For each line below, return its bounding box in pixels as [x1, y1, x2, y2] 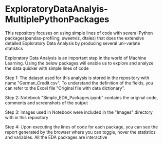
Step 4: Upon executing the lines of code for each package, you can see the [5, 124, 158, 130]
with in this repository [5, 114, 49, 120]
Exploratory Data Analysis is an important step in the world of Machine [5, 55, 146, 61]
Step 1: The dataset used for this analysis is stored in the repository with [5, 75, 149, 81]
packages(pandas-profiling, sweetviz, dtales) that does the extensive [5, 35, 145, 41]
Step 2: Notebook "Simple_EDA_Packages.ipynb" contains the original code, [5, 94, 158, 101]
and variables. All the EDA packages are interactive [5, 134, 108, 140]
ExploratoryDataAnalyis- [5, 3, 108, 15]
